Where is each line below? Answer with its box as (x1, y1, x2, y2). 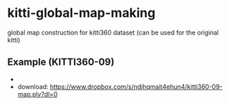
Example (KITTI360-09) (7, 56, 115, 68)
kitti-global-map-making (7, 5, 156, 21)
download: (17, 82, 49, 91)
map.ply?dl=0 (17, 89, 58, 98)
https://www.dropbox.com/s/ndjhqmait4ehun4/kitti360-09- (49, 82, 223, 91)
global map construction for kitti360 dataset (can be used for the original (7, 28, 219, 37)
